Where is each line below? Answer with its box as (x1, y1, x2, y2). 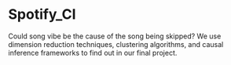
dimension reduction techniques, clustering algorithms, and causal (8, 39, 224, 49)
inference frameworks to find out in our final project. (8, 48, 178, 57)
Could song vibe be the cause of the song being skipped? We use (8, 31, 222, 41)
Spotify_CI (8, 5, 76, 23)
